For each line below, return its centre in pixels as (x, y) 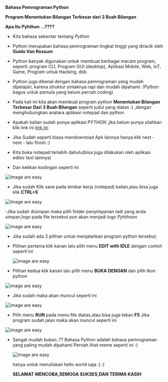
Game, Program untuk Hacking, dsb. (50, 72)
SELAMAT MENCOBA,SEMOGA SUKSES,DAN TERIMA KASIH (77, 374)
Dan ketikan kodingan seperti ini (46, 167)
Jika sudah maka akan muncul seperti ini (54, 296)
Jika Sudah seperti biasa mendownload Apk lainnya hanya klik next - (83, 137)
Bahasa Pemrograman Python (37, 7)
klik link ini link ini (30, 128)
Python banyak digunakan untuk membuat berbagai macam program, (84, 61)
